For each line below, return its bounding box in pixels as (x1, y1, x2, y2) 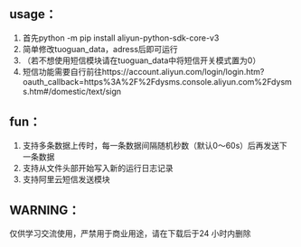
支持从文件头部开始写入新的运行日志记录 (22, 162, 174, 173)
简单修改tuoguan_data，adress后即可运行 (22, 43, 178, 54)
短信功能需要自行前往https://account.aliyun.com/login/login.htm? (22, 66, 265, 77)
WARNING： (9, 203, 80, 218)
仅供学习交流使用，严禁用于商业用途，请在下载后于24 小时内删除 (9, 228, 251, 239)
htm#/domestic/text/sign (29, 86, 122, 96)
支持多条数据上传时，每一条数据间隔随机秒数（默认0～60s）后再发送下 (22, 140, 287, 151)
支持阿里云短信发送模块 (22, 173, 110, 185)
